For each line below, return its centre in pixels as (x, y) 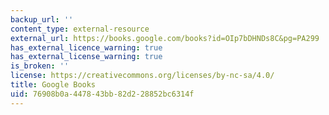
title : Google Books (53, 85)
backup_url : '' (42, 19)
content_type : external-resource (80, 29)
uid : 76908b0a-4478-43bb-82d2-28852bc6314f (102, 94)
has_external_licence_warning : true (86, 47)
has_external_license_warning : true (86, 57)
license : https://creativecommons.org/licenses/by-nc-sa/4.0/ (142, 76)
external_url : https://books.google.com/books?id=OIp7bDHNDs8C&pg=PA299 (165, 38)
